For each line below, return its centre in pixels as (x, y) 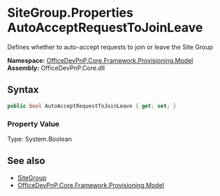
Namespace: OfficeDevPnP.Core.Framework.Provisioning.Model (100, 60)
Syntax (23, 90)
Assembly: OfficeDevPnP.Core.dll (56, 68)
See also (26, 161)
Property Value (34, 123)
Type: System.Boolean (39, 139)
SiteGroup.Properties (71, 13)
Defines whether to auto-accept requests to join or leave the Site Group (110, 47)
